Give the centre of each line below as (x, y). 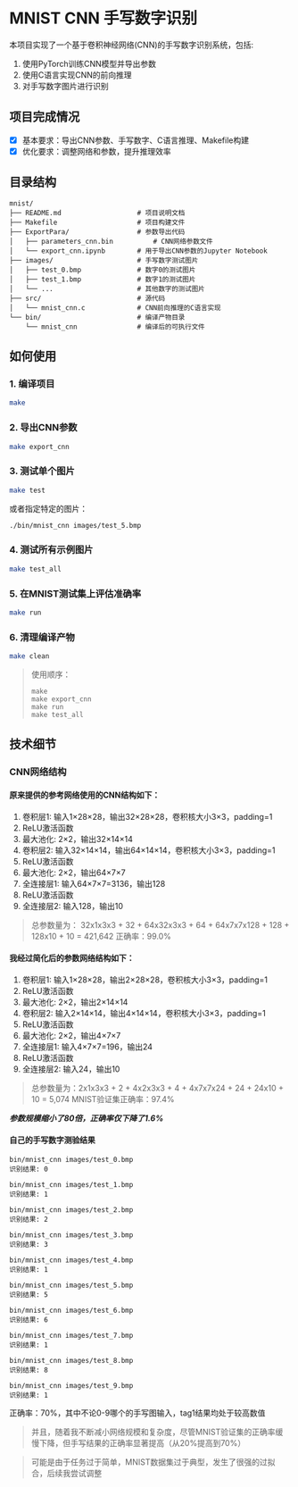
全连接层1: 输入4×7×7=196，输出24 (87, 1047)
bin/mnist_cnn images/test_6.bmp (71, 1310)
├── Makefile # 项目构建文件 (97, 222)
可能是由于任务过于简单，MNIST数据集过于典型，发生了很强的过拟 (153, 1462)
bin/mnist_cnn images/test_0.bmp (71, 1159)
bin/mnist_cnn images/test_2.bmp (71, 1210)
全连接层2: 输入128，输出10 (72, 906)
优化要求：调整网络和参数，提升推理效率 (96, 151)
